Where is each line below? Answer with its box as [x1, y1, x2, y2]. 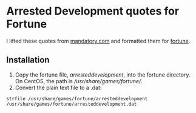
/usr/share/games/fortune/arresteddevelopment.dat [6, 101, 137, 107]
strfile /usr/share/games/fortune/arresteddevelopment [6, 95, 148, 101]
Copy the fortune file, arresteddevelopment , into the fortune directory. [15, 71, 191, 78]
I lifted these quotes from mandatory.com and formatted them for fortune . [6, 37, 191, 44]
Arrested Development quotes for [6, 4, 180, 18]
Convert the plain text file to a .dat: [15, 84, 102, 91]
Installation [6, 55, 50, 65]
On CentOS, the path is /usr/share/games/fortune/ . [15, 77, 143, 84]
